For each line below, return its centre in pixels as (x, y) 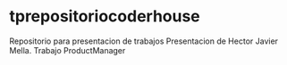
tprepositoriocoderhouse (105, 16)
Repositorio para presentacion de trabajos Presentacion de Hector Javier (144, 41)
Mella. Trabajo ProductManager (68, 50)
